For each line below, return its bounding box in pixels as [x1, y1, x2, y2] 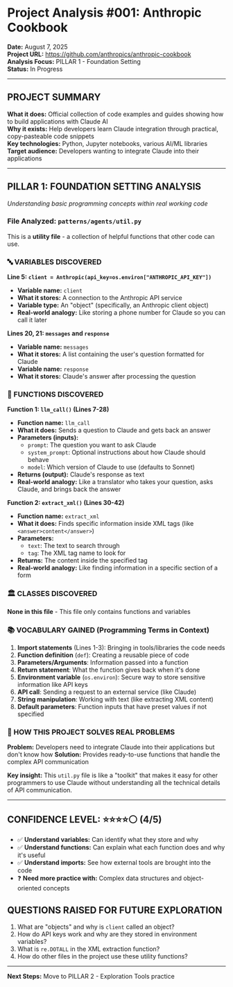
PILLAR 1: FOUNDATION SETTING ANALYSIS [7, 181, 202, 192]
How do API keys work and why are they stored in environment [17, 929, 198, 938]
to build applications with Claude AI [7, 117, 109, 126]
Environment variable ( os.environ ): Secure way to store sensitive [17, 673, 206, 681]
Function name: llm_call [17, 419, 90, 427]
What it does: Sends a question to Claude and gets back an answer [17, 426, 211, 435]
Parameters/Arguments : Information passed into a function [17, 658, 189, 667]
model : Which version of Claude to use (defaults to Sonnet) [27, 463, 196, 472]
